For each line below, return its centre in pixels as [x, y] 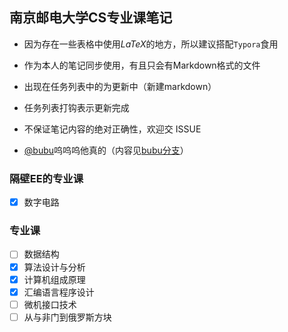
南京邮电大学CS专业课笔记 [91, 18]
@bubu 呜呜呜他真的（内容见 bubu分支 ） [106, 150]
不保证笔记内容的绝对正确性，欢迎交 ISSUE [112, 129]
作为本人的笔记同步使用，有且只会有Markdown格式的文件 [142, 65]
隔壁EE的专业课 [46, 178]
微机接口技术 [50, 304]
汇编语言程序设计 [59, 292]
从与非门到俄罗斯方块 [67, 317]
